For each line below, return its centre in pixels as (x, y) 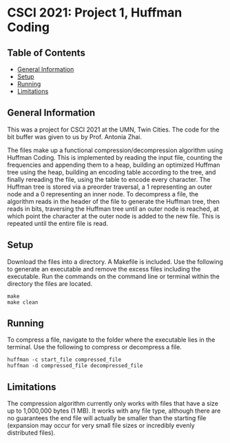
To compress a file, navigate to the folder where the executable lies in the (111, 340)
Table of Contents (46, 53)
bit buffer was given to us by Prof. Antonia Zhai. (75, 136)
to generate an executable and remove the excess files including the (104, 269)
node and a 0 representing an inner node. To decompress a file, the (103, 194)
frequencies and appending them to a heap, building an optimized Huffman (114, 165)
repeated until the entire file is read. (57, 223)
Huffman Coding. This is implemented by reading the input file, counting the (115, 157)
